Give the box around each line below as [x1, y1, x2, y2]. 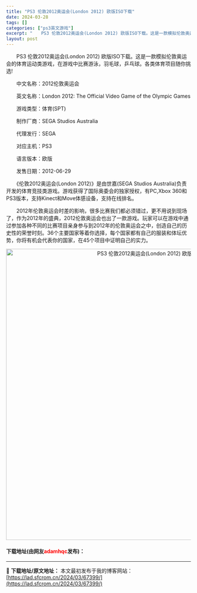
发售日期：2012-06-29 [16, 168, 72, 174]
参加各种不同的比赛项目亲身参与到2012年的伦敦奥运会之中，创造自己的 [11, 222, 182, 229]
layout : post [6, 36, 38, 42]
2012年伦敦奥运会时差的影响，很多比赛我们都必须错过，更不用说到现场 [16, 207, 188, 214]
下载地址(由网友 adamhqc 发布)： [6, 548, 85, 555]
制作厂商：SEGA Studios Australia [16, 118, 98, 124]
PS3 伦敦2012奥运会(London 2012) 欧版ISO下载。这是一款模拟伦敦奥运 [16, 53, 188, 59]
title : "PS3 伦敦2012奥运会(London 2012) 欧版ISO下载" [6, 8, 135, 15]
